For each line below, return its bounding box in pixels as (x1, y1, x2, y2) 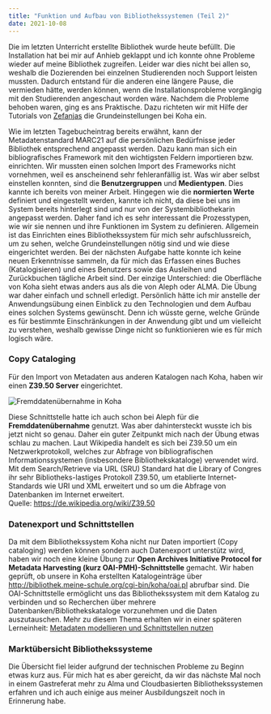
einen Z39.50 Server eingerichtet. (8, 381, 123, 390)
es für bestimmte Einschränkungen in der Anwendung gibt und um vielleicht (8, 316, 261, 325)
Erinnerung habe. (8, 696, 66, 706)
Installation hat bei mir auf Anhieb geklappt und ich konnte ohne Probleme (8, 50, 256, 60)
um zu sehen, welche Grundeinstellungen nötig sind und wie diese (8, 239, 231, 248)
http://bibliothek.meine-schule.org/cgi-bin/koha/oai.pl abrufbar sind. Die (8, 580, 250, 590)
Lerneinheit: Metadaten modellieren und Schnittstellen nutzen (8, 623, 214, 633)
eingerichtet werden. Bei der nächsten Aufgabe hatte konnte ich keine (8, 247, 242, 256)
